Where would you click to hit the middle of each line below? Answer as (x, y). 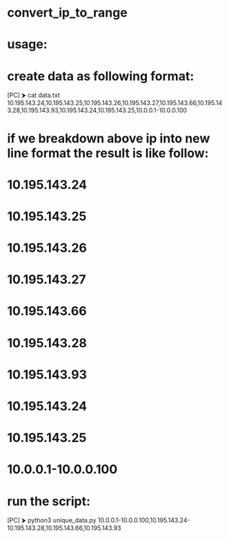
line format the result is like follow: (108, 153)
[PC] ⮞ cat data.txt (33, 95)
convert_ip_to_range (67, 13)
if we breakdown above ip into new (109, 138)
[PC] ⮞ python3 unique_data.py (52, 520)
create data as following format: (101, 76)
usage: (28, 45)
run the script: (49, 501)
